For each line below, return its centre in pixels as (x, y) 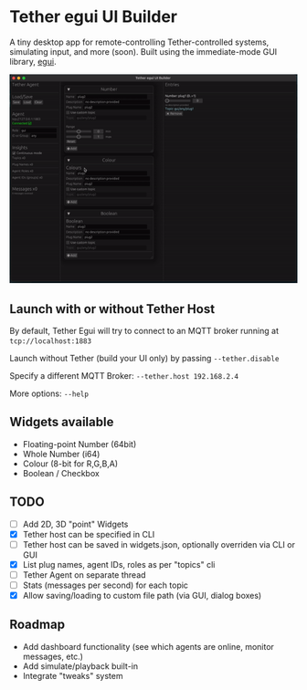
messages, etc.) (53, 656)
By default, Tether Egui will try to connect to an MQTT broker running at (144, 330)
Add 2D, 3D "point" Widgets (75, 524)
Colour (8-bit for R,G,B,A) (70, 464)
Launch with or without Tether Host (112, 309)
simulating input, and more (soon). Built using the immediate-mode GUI (143, 51)
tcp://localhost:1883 (51, 341)
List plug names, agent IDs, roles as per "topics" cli (119, 564)
